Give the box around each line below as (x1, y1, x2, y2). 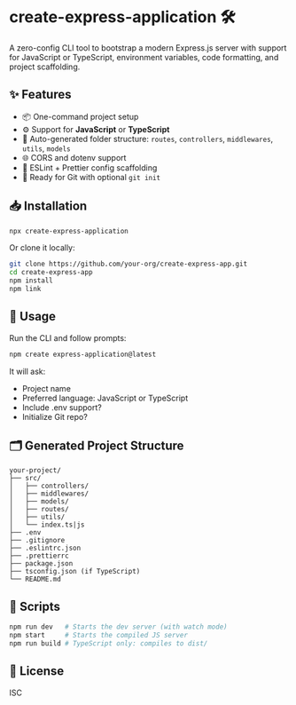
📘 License (9, 663, 65, 679)
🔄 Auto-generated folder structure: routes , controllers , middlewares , (21, 133, 274, 144)
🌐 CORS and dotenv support (21, 152, 127, 162)
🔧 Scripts (9, 598, 60, 614)
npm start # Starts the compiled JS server (9, 631, 189, 640)
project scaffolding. (9, 61, 81, 72)
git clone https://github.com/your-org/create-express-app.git (9, 259, 248, 269)
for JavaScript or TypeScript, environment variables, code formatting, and (9, 51, 279, 62)
